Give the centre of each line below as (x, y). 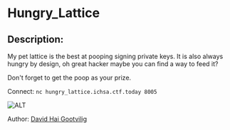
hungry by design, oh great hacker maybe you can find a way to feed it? (113, 64)
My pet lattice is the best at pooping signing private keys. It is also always (115, 56)
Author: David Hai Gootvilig (47, 119)
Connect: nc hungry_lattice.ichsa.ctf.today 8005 (82, 91)
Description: (36, 39)
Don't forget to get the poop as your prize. (69, 77)
